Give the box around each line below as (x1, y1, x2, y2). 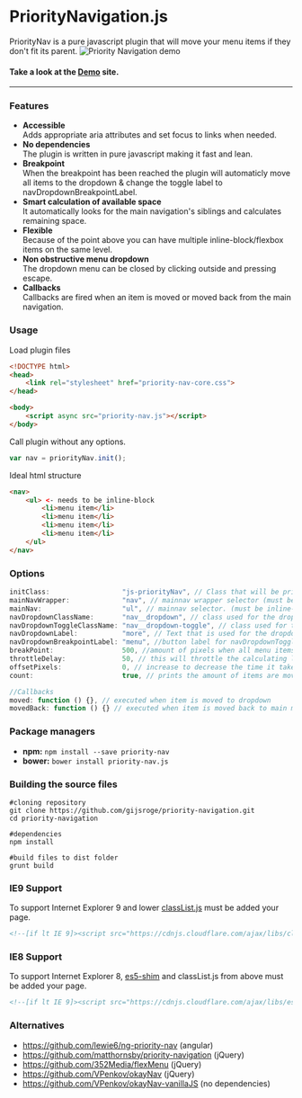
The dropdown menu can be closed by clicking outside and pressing (22, 263, 277, 274)
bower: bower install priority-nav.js (22, 755, 169, 766)
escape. (22, 272, 53, 284)
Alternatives (9, 1019, 65, 1031)
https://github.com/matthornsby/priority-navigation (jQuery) (22, 1049, 245, 1060)
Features (9, 100, 49, 112)
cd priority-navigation (9, 814, 99, 823)
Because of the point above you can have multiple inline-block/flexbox (22, 235, 284, 245)
